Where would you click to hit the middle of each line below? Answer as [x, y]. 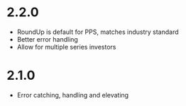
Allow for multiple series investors [66, 47]
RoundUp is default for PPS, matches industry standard [98, 32]
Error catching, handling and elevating [73, 95]
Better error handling [48, 39]
